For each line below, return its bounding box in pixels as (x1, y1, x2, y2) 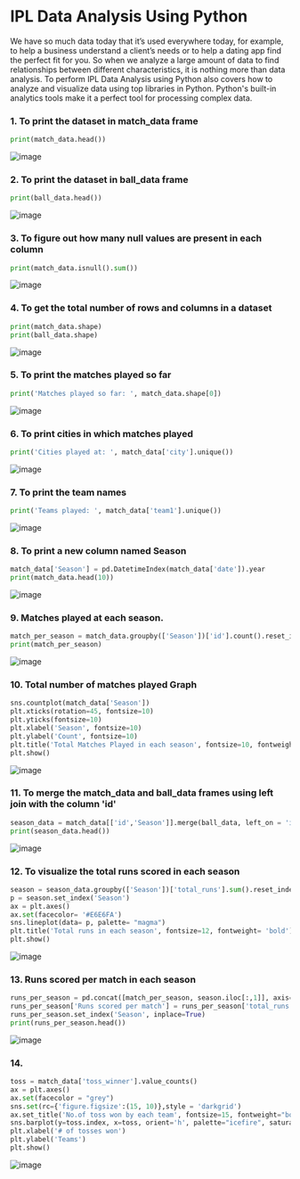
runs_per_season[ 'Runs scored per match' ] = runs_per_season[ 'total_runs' (10, 1002, 294, 1011)
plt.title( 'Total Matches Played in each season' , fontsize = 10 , (10, 740, 254, 749)
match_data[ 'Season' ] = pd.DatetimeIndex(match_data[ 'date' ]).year (10, 565, 266, 574)
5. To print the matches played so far (10, 368, 172, 381)
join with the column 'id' (10, 798, 117, 811)
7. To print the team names (10, 486, 127, 499)
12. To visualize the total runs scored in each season (10, 865, 240, 878)
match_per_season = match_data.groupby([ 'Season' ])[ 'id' (10, 631, 226, 641)
